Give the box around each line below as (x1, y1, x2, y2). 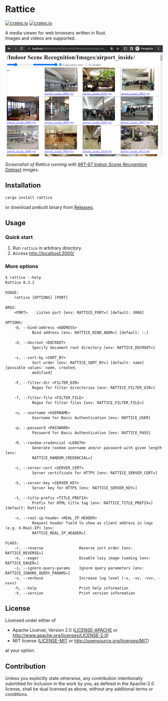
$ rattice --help (5, 275, 41, 280)
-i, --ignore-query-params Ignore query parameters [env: (14, 565, 144, 571)
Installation (5, 181, 41, 190)
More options (5, 263, 38, 270)
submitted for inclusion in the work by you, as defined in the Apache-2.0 (5, 680, 154, 687)
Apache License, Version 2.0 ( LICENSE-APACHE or (12, 627, 118, 633)
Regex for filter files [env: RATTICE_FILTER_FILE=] (31, 400, 144, 405)
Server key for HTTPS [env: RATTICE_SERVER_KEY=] (31, 485, 137, 491)
